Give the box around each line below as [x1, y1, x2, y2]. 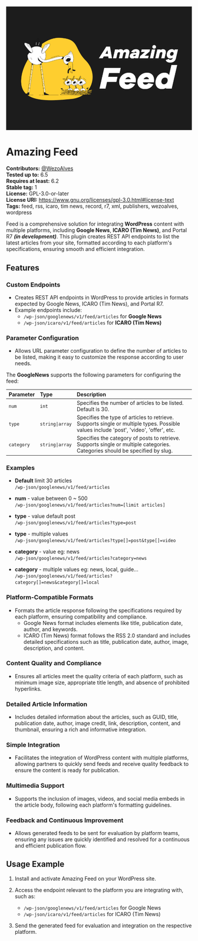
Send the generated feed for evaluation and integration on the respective [14, 921, 192, 929]
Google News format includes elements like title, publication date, [23, 619, 183, 626]
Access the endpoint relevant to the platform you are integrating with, [14, 886, 184, 894]
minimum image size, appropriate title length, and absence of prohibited [14, 679, 190, 686]
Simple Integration [6, 741, 60, 749]
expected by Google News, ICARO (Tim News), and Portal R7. [14, 300, 164, 307]
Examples [6, 463, 35, 472]
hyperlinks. [14, 685, 42, 692]
